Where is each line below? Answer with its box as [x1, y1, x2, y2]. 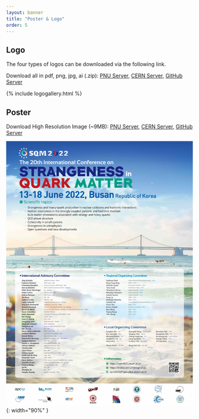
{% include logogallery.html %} [6, 90, 82, 97]
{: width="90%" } [6, 407, 49, 414]
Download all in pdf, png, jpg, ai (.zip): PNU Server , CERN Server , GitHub [6, 72, 183, 80]
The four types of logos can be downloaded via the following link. [6, 61, 166, 68]
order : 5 [6, 22, 28, 28]
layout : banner [6, 10, 44, 15]
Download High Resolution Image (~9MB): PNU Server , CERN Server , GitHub [6, 123, 193, 130]
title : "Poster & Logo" [6, 15, 65, 22]
